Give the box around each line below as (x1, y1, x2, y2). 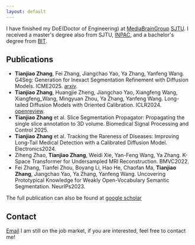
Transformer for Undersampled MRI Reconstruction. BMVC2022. (31, 158, 189, 165)
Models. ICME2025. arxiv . (14, 83, 78, 90)
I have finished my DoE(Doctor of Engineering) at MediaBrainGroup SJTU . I (6, 25, 189, 32)
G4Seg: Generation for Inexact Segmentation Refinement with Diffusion (14, 76, 189, 83)
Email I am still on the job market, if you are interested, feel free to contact (6, 227, 186, 234)
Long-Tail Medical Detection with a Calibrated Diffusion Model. (14, 139, 167, 146)
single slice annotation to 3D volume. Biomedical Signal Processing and (14, 120, 189, 128)
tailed (14, 102, 28, 109)
